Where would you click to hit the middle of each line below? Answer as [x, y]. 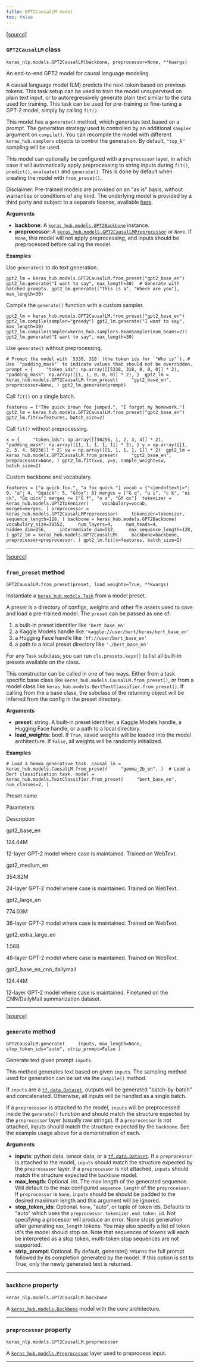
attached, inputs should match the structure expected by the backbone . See [98, 1127]
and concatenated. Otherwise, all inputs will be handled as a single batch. [96, 1096]
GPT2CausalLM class [34, 50]
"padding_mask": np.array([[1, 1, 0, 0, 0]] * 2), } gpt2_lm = [87, 375]
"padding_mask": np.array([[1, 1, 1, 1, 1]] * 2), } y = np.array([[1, [97, 445]
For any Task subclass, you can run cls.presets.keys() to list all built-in [94, 656]
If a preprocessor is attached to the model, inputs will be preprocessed [93, 1108]
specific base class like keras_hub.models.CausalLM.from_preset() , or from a [100, 680]
